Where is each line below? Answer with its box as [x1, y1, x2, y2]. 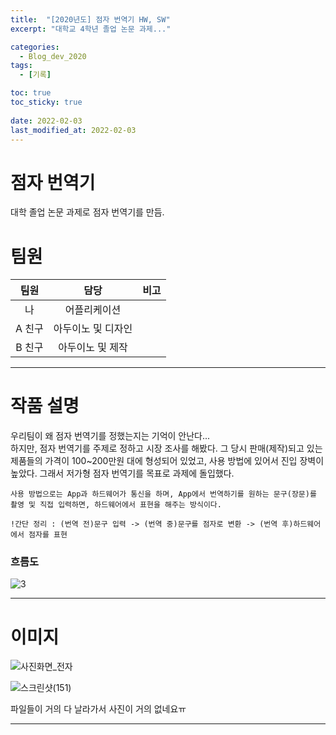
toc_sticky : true [10, 97, 83, 107]
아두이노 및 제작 [58, 341, 128, 355]
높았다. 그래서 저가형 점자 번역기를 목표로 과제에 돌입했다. [10, 467, 235, 480]
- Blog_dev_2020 [19, 51, 87, 61]
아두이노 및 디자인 [53, 322, 133, 336]
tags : [10, 61, 33, 71]
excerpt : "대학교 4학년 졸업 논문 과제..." [10, 24, 172, 34]
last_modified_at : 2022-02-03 [10, 125, 137, 135]
